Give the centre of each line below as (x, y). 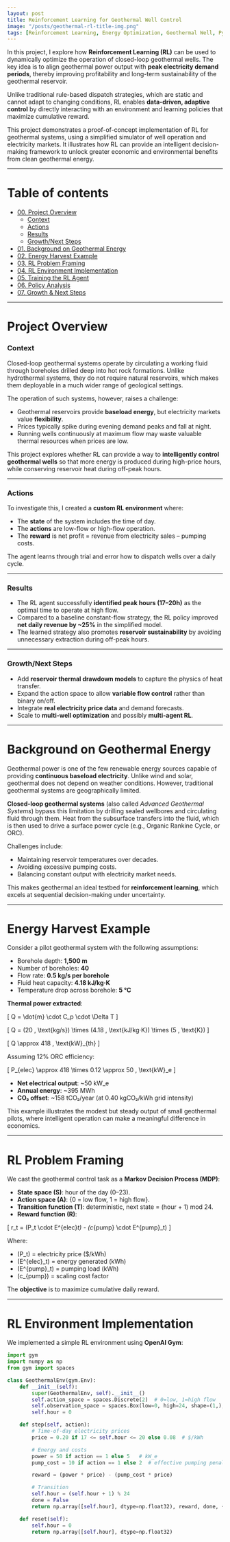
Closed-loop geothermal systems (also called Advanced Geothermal (105, 804)
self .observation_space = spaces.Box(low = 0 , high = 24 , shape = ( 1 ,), (128, 1406)
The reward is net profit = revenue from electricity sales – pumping (112, 536)
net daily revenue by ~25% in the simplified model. (90, 625)
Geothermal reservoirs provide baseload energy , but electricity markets (119, 411)
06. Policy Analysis (43, 285)
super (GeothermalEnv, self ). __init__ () (89, 1393)
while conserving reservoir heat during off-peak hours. (85, 468)
